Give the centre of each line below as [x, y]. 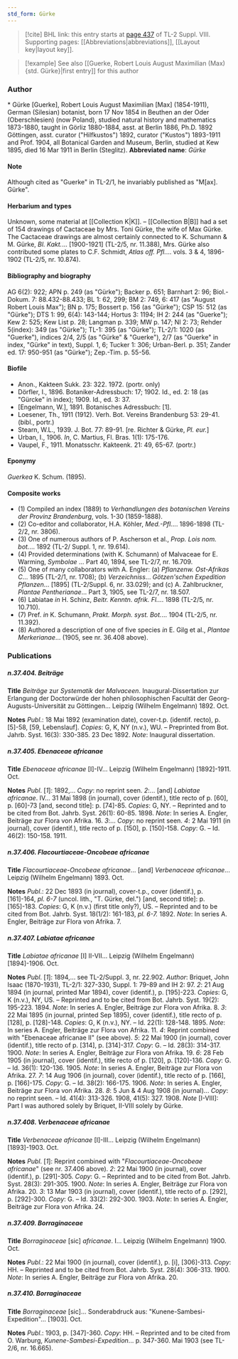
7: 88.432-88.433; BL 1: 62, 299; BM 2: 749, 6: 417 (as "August [123, 299]
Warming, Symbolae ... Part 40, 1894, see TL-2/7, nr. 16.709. [105, 562]
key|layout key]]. [49, 49]
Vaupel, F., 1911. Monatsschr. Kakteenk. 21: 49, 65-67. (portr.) [107, 445]
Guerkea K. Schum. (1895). [47, 477]
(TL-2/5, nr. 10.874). [52, 260]
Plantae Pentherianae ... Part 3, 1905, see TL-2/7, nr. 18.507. [104, 592]
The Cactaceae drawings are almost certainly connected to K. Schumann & [117, 237]
